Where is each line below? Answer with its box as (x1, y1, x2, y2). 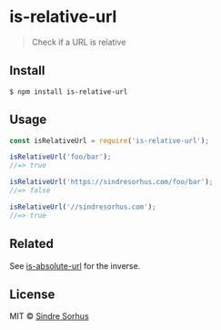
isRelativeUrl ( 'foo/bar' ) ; (9, 152, 112, 161)
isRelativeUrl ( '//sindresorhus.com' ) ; (9, 202, 156, 211)
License (9, 286, 55, 302)
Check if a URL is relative (31, 36, 126, 47)
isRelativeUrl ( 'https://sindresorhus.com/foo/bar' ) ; (9, 178, 214, 187)
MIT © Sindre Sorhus (9, 311, 89, 322)
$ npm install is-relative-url (9, 87, 128, 97)
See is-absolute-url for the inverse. (9, 260, 141, 271)
